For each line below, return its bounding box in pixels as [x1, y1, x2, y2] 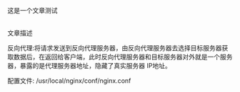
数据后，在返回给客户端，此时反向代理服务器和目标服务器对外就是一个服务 [13, 52, 233, 61]
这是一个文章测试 [7, 6, 58, 14]
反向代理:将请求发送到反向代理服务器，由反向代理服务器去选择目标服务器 [7, 44, 223, 52]
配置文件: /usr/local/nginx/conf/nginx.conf [7, 76, 131, 85]
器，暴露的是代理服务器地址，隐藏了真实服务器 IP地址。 [7, 62, 171, 69]
